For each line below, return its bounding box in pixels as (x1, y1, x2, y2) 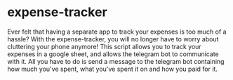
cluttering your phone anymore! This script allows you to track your (7, 42, 201, 51)
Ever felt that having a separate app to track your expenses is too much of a (7, 27, 227, 36)
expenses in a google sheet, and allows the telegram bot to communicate (7, 50, 219, 58)
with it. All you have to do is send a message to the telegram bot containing (7, 57, 225, 65)
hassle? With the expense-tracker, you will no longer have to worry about (7, 34, 219, 43)
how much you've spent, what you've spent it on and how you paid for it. (7, 65, 218, 73)
